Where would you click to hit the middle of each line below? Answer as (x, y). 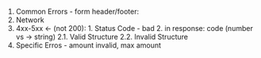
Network (30, 20)
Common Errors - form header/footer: (77, 12)
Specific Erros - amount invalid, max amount (88, 45)
